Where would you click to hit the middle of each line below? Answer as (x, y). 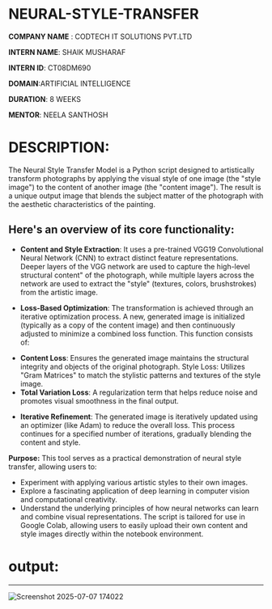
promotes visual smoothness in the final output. (100, 400)
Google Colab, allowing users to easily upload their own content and (134, 525)
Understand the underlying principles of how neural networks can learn (139, 508)
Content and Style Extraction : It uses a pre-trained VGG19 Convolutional (142, 249)
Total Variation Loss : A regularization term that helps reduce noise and (138, 392)
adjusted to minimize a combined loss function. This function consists (136, 333)
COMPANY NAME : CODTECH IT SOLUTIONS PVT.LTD (100, 36)
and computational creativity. (68, 499)
